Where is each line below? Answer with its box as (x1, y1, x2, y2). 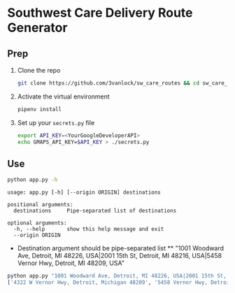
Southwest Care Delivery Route (7, 5, 194, 21)
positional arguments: (7, 201, 73, 208)
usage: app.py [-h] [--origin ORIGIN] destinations (7, 189, 161, 196)
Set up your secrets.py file (17, 118, 95, 127)
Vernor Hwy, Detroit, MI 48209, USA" (17, 259, 124, 267)
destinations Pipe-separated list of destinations (13, 208, 177, 215)
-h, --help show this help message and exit (13, 226, 164, 233)
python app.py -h (7, 176, 58, 183)
